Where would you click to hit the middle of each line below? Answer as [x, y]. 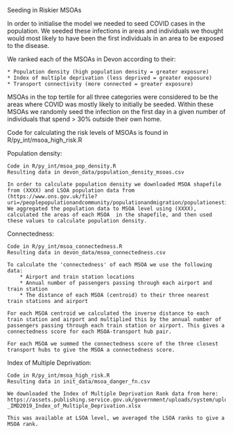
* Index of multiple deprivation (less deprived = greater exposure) [110, 78]
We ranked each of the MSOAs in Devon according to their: [92, 59]
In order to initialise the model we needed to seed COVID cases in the [106, 23]
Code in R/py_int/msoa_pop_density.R [62, 166]
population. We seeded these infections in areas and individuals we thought [115, 31]
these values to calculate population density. [77, 221]
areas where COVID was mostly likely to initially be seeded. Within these [110, 104]
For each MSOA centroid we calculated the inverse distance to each [108, 313]
